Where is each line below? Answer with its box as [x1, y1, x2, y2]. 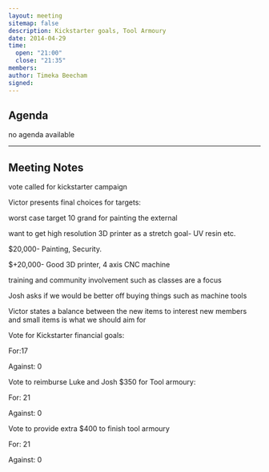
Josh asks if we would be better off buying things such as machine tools [8, 291, 247, 301]
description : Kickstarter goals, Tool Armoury [8, 26, 167, 35]
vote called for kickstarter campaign [8, 182, 128, 192]
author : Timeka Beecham [8, 71, 88, 79]
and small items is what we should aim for [8, 315, 147, 325]
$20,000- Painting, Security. [8, 244, 102, 254]
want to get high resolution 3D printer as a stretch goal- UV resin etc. [8, 229, 236, 238]
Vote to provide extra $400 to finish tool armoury [8, 424, 171, 433]
